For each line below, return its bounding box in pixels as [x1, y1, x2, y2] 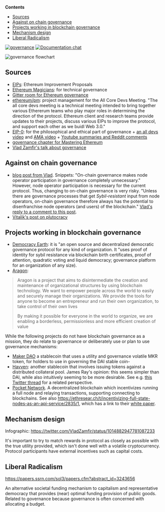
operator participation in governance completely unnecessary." [12, 177, 141, 183]
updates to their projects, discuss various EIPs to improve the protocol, [12, 118, 156, 124]
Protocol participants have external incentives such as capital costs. [5, 448, 143, 454]
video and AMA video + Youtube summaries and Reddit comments [12, 134, 148, 140]
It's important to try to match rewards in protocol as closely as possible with [5, 438, 159, 444]
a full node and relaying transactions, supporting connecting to [12, 390, 140, 396]
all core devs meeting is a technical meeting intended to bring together [12, 102, 156, 108]
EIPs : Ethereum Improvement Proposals [12, 81, 93, 87]
